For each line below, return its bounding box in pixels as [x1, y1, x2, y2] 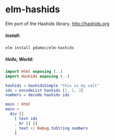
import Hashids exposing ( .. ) [5, 73, 70, 79]
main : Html [5, 102, 31, 107]
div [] [10, 111, 24, 116]
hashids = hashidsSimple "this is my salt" [5, 83, 100, 88]
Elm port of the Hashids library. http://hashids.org [5, 21, 110, 27]
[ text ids [14, 116, 38, 121]
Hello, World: [5, 56, 34, 62]
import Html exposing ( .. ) [5, 69, 63, 74]
